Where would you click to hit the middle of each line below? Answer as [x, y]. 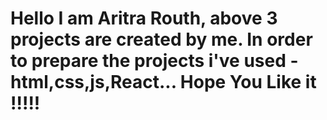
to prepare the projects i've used [148, 61]
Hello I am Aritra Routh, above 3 [144, 18]
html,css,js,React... [93, 82]
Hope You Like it [248, 82]
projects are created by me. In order [161, 39]
